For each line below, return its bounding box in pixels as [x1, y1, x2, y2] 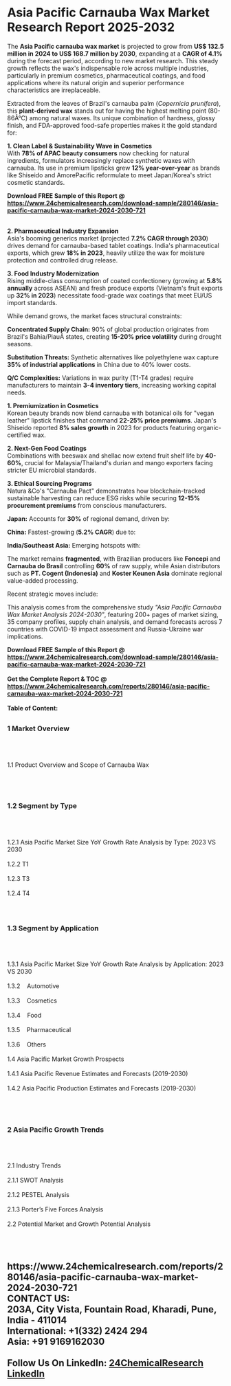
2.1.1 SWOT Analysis [7, 1176, 64, 1185]
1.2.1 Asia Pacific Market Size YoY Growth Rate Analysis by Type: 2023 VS [7, 838, 217, 846]
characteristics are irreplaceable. [7, 86, 101, 94]
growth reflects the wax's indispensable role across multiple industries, [7, 64, 209, 72]
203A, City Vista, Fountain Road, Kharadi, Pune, [7, 1304, 217, 1315]
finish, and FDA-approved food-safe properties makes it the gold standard [7, 121, 217, 129]
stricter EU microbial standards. [7, 466, 97, 474]
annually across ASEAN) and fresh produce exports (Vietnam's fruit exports [7, 284, 223, 292]
